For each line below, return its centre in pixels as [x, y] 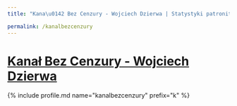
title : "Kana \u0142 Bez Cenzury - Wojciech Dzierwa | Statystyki [105, 14]
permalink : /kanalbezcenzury [50, 26]
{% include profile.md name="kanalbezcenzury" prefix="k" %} [99, 95]
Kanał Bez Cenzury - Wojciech [98, 61]
